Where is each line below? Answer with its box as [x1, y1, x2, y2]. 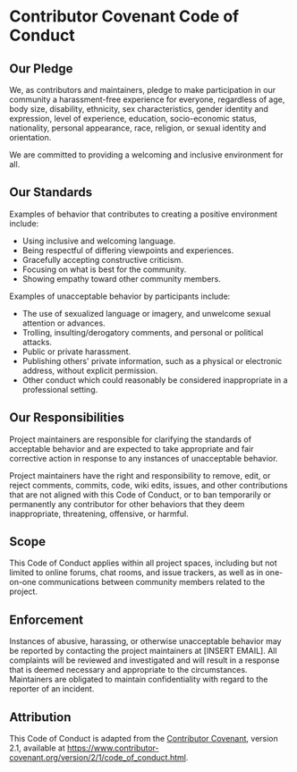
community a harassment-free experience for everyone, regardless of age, [9, 94, 285, 105]
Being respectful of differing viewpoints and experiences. [21, 244, 234, 256]
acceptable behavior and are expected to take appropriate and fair [9, 443, 254, 454]
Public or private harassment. [21, 346, 132, 357]
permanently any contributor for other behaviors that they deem [9, 498, 245, 509]
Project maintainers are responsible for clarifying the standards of [9, 434, 252, 445]
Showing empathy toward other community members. [21, 273, 222, 284]
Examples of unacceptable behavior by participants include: [9, 291, 231, 301]
